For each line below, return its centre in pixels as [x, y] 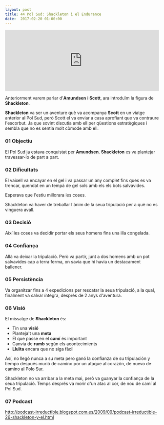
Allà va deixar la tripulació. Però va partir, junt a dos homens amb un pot [77, 256]
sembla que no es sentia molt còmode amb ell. [52, 128]
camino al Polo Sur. [24, 369]
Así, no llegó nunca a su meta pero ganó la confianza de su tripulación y [78, 358]
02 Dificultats [21, 169]
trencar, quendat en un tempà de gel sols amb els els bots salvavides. [75, 185]
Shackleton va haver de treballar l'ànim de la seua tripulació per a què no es [81, 204]
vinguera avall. [20, 210]
